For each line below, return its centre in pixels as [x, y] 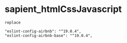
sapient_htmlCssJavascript [63, 9]
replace [13, 22]
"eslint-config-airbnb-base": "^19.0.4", [49, 35]
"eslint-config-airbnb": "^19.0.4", [43, 31]
